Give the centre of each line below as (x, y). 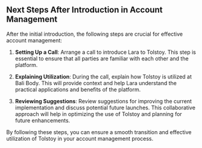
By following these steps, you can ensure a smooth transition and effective (99, 132)
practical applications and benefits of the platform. (78, 89)
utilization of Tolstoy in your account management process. (80, 138)
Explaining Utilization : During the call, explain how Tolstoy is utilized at (103, 76)
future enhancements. (43, 120)
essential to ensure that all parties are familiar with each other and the (102, 58)
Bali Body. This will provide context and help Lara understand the (96, 83)
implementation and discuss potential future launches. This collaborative (105, 108)
